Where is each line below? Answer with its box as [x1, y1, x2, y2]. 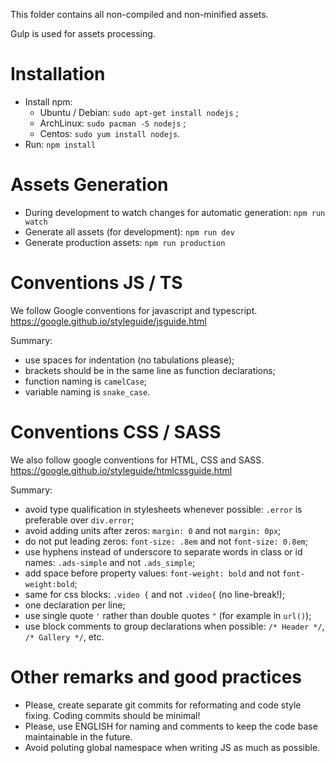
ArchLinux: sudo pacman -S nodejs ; [39, 117, 187, 129]
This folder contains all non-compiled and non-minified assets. [10, 9, 269, 20]
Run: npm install [24, 138, 97, 150]
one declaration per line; [24, 599, 126, 611]
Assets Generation [10, 174, 169, 196]
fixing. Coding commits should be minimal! [24, 709, 201, 721]
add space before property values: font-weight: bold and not [24, 567, 281, 579]
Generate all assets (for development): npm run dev [24, 225, 235, 238]
